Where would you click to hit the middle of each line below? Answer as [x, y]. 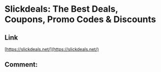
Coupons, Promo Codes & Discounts [80, 19]
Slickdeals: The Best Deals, [62, 9]
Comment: [21, 65]
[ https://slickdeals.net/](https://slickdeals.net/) [52, 49]
